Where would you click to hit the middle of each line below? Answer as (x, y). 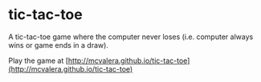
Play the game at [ (39, 61)
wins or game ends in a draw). (58, 45)
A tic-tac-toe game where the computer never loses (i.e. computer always (131, 37)
